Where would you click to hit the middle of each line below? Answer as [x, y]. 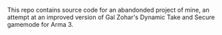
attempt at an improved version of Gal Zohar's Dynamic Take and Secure [111, 17]
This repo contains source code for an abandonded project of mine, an [108, 10]
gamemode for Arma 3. [41, 24]
